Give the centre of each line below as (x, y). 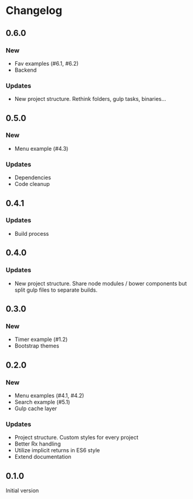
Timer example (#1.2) (41, 339)
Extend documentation (43, 457)
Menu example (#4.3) (41, 148)
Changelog (34, 11)
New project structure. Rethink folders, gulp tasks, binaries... (90, 99)
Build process (32, 233)
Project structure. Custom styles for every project (76, 438)
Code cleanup (32, 184)
